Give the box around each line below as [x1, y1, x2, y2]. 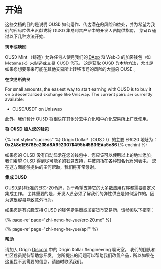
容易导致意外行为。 [17, 197, 56, 203]
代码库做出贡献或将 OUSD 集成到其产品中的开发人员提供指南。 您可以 [13, 27, 152, 33]
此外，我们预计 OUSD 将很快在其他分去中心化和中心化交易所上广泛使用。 [5, 116, 151, 122]
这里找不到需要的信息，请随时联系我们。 [5, 258, 86, 264]
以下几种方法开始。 [9, 33, 47, 39]
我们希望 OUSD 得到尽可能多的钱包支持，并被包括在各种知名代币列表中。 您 [5, 158, 157, 164]
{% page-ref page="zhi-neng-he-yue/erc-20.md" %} [5, 217, 112, 222]
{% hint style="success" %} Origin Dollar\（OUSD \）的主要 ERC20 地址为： [5, 136, 158, 142]
